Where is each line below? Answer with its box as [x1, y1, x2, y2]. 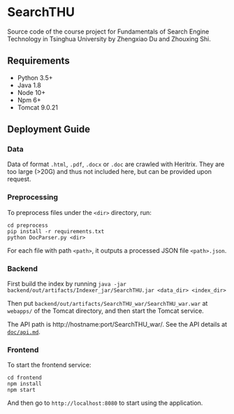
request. [7, 175, 31, 184]
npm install [7, 380, 42, 387]
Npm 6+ [17, 96, 42, 104]
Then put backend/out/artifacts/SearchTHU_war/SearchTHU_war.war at [7, 300, 208, 308]
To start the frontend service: [7, 361, 92, 369]
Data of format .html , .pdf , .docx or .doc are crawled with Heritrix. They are [7, 160, 225, 168]
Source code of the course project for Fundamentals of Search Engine [7, 27, 210, 36]
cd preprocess [7, 221, 49, 229]
